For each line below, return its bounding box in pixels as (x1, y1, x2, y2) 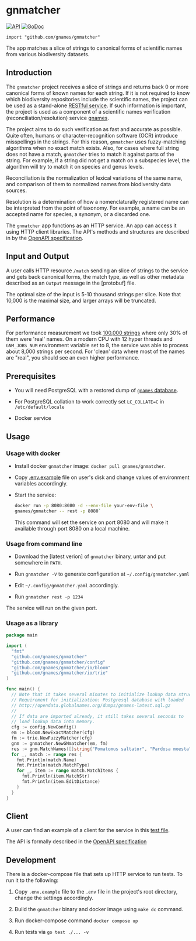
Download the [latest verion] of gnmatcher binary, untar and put (14, 553, 166, 560)
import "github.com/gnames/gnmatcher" (6, 34, 100, 40)
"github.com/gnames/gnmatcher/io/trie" (11, 670, 108, 676)
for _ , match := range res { (11, 751, 82, 757)
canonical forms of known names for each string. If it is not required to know (6, 89, 190, 97)
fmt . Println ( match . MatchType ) (16, 762, 90, 768)
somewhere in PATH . (14, 559, 62, 566)
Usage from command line (6, 539, 83, 548)
